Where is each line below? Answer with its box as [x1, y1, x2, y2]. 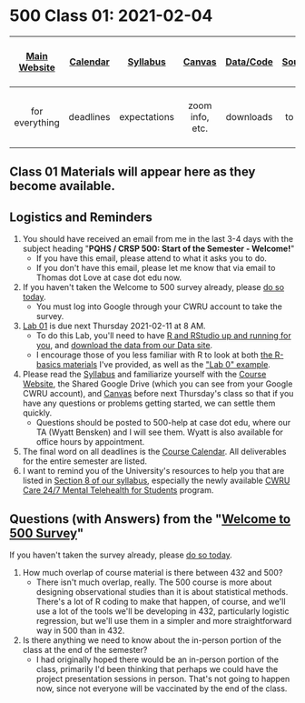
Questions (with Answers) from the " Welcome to [9, 511, 291, 527]
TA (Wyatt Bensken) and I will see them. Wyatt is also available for [35, 427, 284, 437]
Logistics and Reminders [9, 209, 152, 225]
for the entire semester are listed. [22, 456, 148, 467]
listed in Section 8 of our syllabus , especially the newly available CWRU [22, 475, 290, 487]
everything [14, 115, 61, 128]
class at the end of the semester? [22, 644, 148, 655]
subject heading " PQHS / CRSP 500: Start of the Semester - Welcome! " [22, 243, 295, 255]
